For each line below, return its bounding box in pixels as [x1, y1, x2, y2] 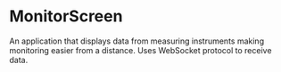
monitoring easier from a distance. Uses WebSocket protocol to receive [9, 44, 272, 55]
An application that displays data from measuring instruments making [9, 36, 265, 46]
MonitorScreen [9, 6, 123, 27]
